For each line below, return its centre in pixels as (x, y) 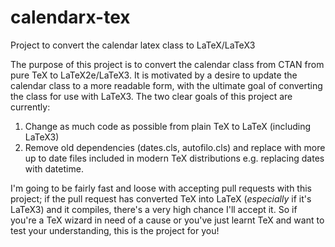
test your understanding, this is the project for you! (115, 230)
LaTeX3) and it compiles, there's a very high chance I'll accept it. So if (154, 209)
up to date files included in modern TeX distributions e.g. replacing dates (174, 158)
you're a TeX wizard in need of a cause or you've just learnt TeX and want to (167, 220)
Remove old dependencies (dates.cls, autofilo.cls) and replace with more (175, 147)
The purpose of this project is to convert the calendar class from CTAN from (167, 64)
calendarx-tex (70, 17)
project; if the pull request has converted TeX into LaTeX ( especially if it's (161, 198)
